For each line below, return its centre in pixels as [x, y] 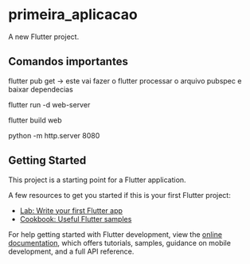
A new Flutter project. [44, 37]
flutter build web [35, 120]
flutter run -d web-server [49, 104]
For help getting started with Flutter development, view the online [115, 234]
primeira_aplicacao [73, 15]
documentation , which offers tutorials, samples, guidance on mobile [119, 243]
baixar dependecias [41, 89]
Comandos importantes [68, 62]
